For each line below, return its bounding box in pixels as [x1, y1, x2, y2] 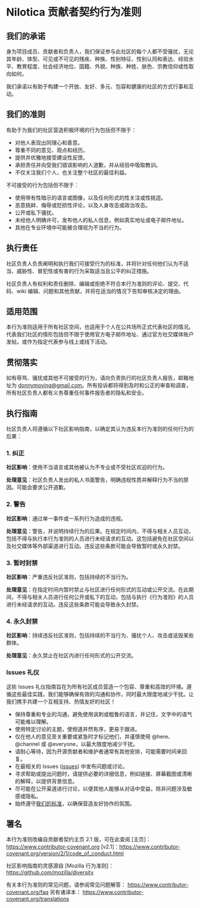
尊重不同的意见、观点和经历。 [14, 146, 88, 154]
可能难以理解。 [14, 718, 52, 725]
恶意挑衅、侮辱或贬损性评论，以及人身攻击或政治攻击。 [14, 201, 151, 208]
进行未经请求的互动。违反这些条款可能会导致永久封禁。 [6, 601, 142, 608]
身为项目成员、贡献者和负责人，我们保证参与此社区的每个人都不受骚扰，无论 [6, 48, 194, 55]
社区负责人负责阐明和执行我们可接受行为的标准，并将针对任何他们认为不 [6, 260, 183, 267]
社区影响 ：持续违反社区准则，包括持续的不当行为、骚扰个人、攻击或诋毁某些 [6, 632, 194, 639]
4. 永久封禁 [6, 617, 38, 625]
